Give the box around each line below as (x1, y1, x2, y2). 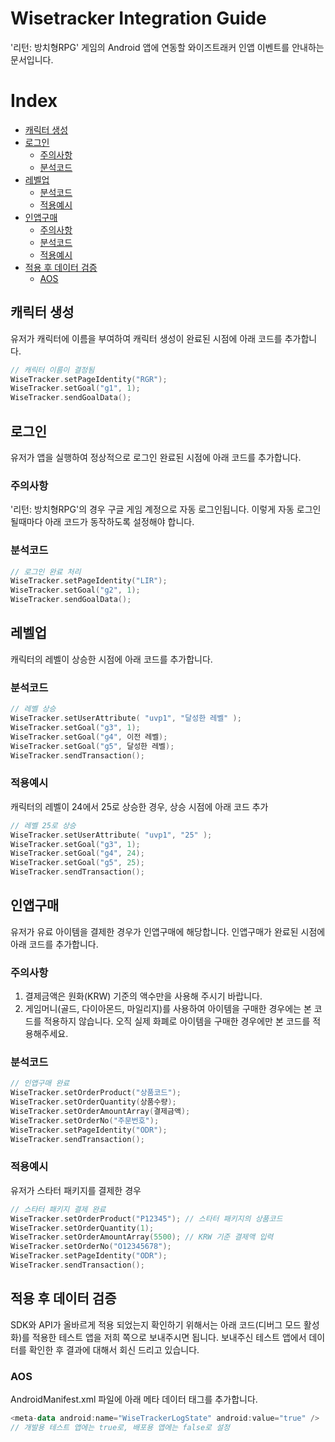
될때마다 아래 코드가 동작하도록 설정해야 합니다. (10, 516, 195, 528)
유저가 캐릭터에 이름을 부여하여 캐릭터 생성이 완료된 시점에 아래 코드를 (10, 332, 283, 344)
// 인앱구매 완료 (10, 1078, 70, 1089)
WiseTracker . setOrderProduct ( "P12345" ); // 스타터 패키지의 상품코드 (10, 1213, 283, 1224)
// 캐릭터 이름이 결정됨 (10, 365, 95, 375)
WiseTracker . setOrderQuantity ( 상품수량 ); (10, 1097, 177, 1107)
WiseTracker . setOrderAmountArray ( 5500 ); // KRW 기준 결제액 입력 (10, 1232, 274, 1242)
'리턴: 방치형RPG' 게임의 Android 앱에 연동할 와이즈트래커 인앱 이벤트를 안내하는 (10, 41, 325, 53)
